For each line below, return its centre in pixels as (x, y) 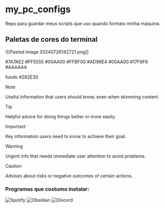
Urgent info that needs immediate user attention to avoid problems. (76, 156)
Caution (13, 166)
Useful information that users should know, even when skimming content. (82, 97)
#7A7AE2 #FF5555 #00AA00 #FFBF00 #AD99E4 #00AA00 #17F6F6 (77, 62)
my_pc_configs (38, 9)
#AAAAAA (16, 67)
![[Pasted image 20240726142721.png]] (47, 51)
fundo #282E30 (22, 77)
